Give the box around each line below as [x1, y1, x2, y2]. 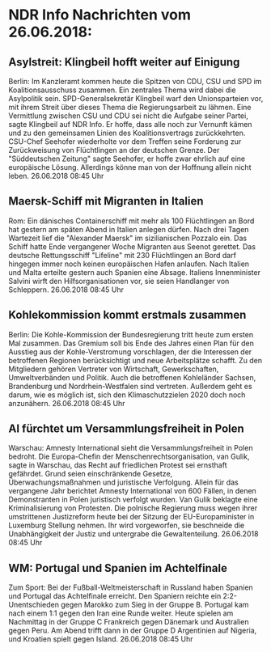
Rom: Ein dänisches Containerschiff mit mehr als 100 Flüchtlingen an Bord [8, 216, 255, 226]
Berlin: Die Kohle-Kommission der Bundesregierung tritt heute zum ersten [8, 329, 253, 339]
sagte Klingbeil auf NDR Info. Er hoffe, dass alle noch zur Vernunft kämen [8, 120, 252, 129]
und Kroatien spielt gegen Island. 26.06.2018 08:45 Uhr [8, 634, 193, 644]
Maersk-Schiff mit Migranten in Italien [8, 194, 204, 208]
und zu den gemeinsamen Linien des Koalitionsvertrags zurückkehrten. [8, 128, 246, 138]
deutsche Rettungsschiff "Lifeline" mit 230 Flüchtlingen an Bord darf [8, 250, 237, 260]
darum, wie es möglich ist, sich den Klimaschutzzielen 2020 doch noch [8, 390, 246, 400]
